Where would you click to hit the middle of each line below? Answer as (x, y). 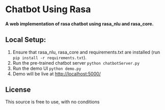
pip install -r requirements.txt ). (49, 58)
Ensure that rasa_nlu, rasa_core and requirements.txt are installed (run (86, 52)
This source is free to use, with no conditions (52, 102)
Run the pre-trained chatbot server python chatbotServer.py (76, 63)
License (18, 89)
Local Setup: (26, 40)
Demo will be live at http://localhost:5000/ (57, 74)
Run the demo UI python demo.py (47, 68)
